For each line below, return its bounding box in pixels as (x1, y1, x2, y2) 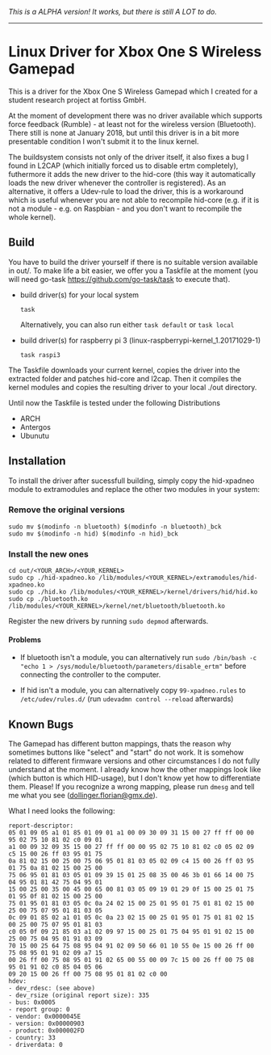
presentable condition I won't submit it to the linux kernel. (8, 137, 199, 146)
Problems (8, 634, 42, 645)
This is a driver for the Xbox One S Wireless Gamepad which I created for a (8, 86, 258, 96)
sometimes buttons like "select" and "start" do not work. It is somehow (8, 747, 244, 758)
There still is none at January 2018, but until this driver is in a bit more (8, 128, 240, 137)
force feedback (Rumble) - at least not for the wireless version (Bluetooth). (8, 119, 256, 128)
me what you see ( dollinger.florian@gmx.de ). (8, 791, 158, 801)
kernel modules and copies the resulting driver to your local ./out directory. (8, 382, 257, 392)
